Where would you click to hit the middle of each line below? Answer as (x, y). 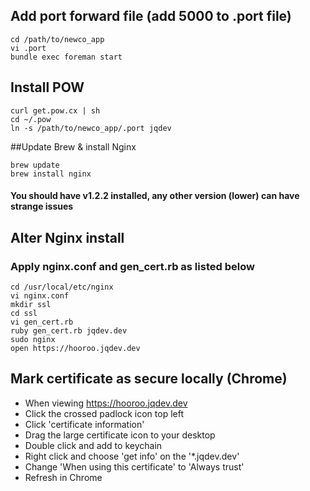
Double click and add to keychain (93, 445)
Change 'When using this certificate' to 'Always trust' (134, 466)
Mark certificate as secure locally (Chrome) (149, 379)
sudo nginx (33, 339)
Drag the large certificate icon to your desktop (120, 435)
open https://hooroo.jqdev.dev (75, 348)
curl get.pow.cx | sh (55, 110)
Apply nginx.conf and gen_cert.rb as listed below (132, 266)
